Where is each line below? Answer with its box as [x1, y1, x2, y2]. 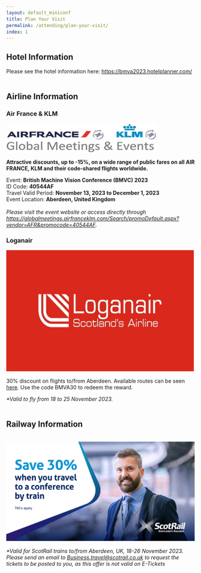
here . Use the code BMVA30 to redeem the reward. [6, 383, 133, 391]
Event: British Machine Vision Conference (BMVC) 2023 [6, 176, 148, 184]
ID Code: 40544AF [6, 183, 54, 190]
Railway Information [6, 419, 83, 429]
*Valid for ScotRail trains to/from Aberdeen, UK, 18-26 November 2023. [6, 547, 184, 554]
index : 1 [6, 29, 28, 35]
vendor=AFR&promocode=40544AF [6, 221, 96, 228]
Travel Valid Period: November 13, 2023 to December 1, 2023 [6, 190, 160, 196]
